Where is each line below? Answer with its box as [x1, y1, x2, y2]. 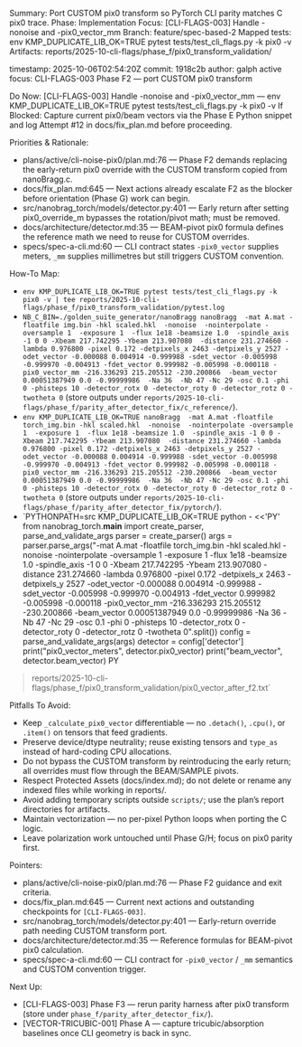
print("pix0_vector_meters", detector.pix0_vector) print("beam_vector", [22, 646, 283, 656]
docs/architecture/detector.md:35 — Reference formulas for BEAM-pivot [22, 935, 293, 946]
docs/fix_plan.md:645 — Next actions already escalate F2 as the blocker [22, 184, 293, 193]
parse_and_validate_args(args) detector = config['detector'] [22, 637, 244, 646]
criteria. [22, 887, 51, 898]
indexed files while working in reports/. [22, 785, 167, 795]
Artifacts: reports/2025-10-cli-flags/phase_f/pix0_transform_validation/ [9, 46, 272, 57]
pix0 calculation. [22, 945, 84, 955]
